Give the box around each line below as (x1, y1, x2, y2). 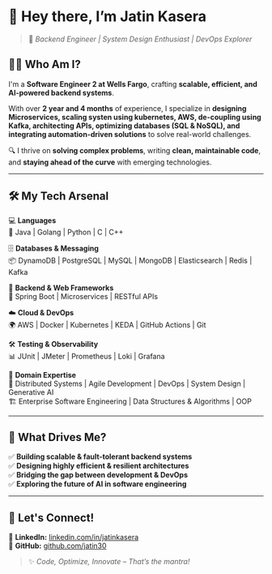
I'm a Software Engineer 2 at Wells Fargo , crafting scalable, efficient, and (8, 79, 257, 88)
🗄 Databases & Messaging (8, 243, 100, 253)
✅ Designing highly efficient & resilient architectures (8, 461, 189, 471)
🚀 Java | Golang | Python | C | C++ (8, 227, 124, 237)
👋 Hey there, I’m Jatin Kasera (8, 7, 207, 26)
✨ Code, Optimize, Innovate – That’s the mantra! (28, 557, 190, 567)
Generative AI (8, 387, 54, 396)
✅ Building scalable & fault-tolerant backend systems (8, 452, 193, 461)
